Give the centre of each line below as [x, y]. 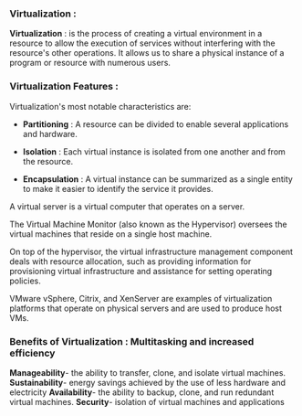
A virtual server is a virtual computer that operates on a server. [127, 206]
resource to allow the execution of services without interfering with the [142, 43]
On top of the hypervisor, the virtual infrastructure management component [151, 251]
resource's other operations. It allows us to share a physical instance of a [147, 53]
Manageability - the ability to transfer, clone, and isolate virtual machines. [147, 372]
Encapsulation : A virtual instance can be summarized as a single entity [158, 179]
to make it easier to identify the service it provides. [118, 188]
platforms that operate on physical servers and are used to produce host [146, 308]
